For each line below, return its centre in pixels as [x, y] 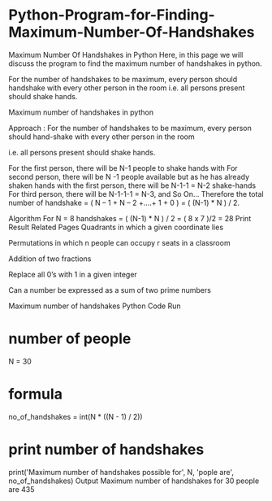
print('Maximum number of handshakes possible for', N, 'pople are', [121, 472]
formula [36, 394]
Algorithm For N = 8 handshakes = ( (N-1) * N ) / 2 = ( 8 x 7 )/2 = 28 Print [130, 218]
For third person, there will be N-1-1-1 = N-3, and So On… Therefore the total [136, 194]
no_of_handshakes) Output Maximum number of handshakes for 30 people [134, 481]
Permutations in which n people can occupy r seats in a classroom [119, 242]
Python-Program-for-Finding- [112, 15]
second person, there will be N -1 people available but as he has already [129, 176]
